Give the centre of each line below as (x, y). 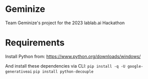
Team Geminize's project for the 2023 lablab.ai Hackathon (65, 23)
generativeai (19, 72)
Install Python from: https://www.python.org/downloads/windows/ (73, 56)
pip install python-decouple (63, 72)
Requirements (35, 43)
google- (135, 66)
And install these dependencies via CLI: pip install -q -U (65, 66)
